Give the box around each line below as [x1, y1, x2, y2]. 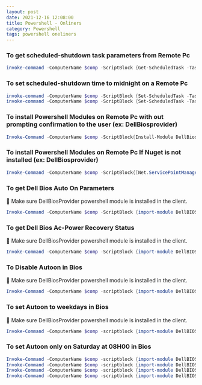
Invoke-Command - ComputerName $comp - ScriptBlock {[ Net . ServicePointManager [6, 170, 200, 176]
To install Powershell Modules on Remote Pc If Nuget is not [6, 148, 182, 157]
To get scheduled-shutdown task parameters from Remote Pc [6, 51, 191, 60]
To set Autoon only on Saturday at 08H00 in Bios [6, 342, 151, 351]
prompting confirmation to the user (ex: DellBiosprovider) [6, 120, 178, 129]
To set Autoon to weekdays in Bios [6, 303, 109, 311]
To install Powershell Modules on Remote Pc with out [6, 113, 164, 121]
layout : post [6, 8, 39, 15]
